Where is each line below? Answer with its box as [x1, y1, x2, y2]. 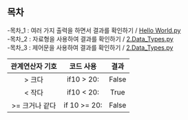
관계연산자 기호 [10, 61, 57, 71]
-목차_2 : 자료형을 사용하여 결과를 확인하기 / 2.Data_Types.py [7, 34, 174, 43]
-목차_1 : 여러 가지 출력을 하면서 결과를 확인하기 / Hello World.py [7, 26, 181, 34]
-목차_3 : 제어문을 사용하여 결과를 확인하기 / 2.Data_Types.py [7, 43, 174, 52]
